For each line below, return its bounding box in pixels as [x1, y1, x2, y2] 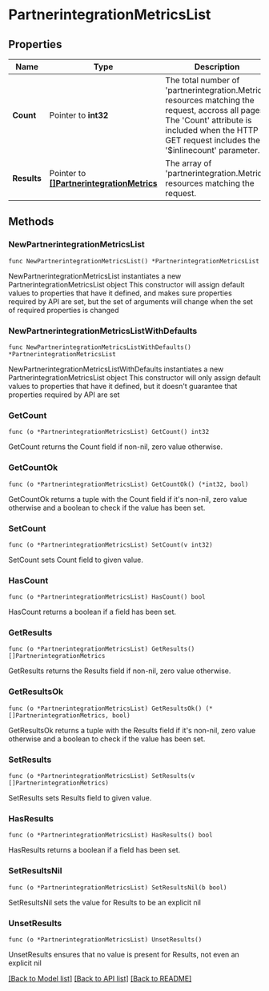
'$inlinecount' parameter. [165, 145, 260, 155]
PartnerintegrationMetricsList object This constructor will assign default [8, 279, 245, 289]
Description [194, 62, 240, 72]
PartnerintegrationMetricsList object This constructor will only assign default [8, 372, 261, 382]
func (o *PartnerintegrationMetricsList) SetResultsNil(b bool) [8, 883, 227, 892]
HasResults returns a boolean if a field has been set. [8, 845, 181, 855]
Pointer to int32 [49, 110, 109, 121]
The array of [165, 158, 212, 169]
